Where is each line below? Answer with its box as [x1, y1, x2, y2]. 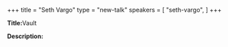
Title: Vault [7, 19, 37, 27]
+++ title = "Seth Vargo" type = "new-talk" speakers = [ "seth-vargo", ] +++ [7, 6, 222, 14]
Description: [7, 32, 43, 40]
